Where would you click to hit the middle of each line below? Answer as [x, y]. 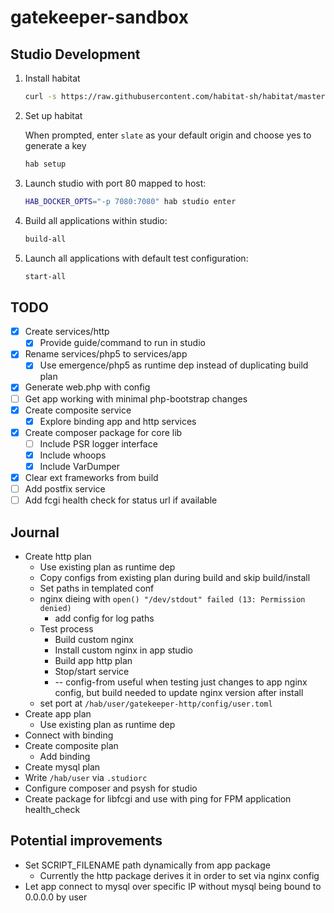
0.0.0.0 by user [56, 897]
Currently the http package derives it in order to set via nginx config [179, 875]
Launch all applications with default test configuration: [136, 258]
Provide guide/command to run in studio [122, 343]
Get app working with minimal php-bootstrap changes [136, 398]
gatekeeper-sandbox [99, 17]
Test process [66, 628]
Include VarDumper [79, 466]
